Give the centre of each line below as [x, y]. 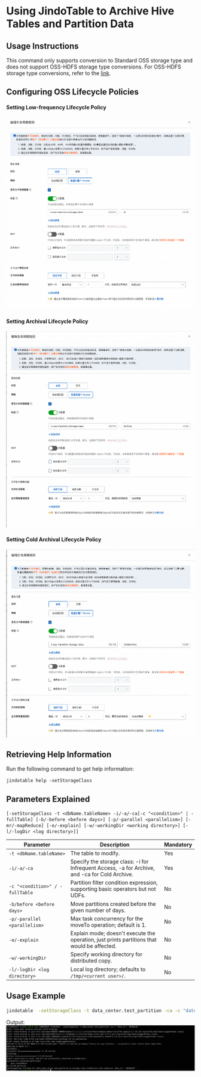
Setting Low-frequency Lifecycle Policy [56, 107]
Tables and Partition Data [70, 24]
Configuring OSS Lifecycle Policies [73, 92]
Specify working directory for [106, 954]
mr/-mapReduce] [25, 826]
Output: [16, 1022]
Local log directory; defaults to [108, 969]
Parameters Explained [48, 799]
